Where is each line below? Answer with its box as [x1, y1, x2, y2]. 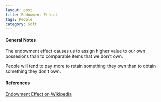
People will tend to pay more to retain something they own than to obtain [5, 63, 156, 69]
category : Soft [5, 21, 37, 27]
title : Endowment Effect [5, 12, 58, 17]
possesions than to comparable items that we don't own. [5, 53, 123, 59]
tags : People [5, 17, 33, 22]
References [5, 80, 30, 86]
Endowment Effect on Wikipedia [5, 91, 72, 97]
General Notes [5, 37, 36, 43]
